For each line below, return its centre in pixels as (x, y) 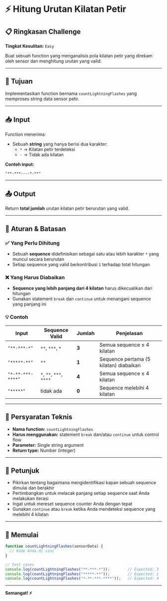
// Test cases (20, 565)
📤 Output (20, 194)
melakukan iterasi (30, 499)
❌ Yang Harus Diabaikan (35, 278)
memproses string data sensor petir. (42, 99)
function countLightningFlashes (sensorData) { (54, 547)
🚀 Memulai (22, 535)
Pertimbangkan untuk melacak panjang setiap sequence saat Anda (81, 493)
